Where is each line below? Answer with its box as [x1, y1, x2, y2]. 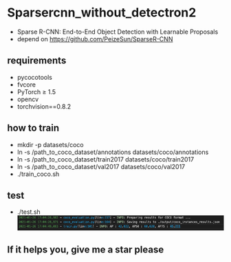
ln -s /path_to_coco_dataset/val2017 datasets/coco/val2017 [16, 162, 186, 171]
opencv [16, 95, 39, 103]
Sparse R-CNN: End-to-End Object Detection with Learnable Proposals [16, 28, 219, 36]
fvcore [16, 80, 36, 89]
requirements [7, 55, 67, 67]
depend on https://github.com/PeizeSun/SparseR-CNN [16, 34, 173, 43]
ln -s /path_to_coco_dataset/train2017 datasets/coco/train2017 [16, 155, 195, 163]
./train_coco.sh [16, 170, 60, 178]
